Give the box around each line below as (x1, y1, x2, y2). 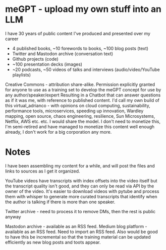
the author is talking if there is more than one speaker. (5, 199, 115, 205)
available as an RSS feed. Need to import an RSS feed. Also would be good (5, 229, 158, 235)
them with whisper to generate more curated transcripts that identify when (5, 193, 158, 199)
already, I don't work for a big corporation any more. (5, 129, 112, 135)
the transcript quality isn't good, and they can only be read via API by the (5, 183, 155, 189)
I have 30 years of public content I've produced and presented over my (5, 30, 151, 36)
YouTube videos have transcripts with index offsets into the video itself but (5, 177, 158, 183)
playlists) (12, 72, 31, 78)
